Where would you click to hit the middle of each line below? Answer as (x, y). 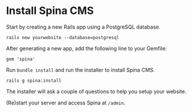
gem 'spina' (21, 59)
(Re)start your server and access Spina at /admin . (66, 103)
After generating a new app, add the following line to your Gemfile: (87, 48)
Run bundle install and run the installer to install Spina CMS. (80, 70)
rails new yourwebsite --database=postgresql (63, 37)
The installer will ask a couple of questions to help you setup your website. (96, 91)
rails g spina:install (34, 80)
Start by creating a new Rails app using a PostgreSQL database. (83, 27)
